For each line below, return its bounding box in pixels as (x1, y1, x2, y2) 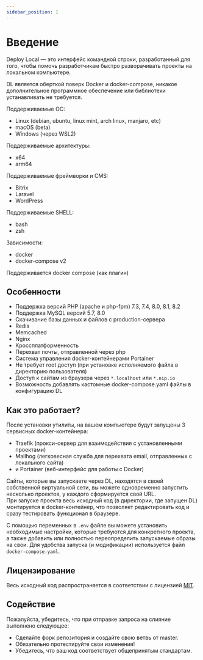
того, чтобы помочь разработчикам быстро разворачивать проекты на (6, 62, 192, 69)
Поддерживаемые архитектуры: (6, 142, 91, 149)
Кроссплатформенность (15, 342, 79, 349)
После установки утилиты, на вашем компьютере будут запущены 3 (6, 421, 186, 428)
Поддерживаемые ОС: (6, 105, 65, 112)
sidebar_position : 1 (6, 9, 59, 15)
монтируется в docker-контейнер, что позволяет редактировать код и (6, 504, 190, 511)
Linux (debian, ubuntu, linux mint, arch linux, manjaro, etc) (15, 117, 162, 124)
